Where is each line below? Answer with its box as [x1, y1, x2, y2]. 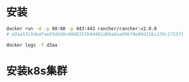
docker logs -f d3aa [6, 42, 58, 48]
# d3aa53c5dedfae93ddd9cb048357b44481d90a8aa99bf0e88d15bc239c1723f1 [6, 31, 184, 37]
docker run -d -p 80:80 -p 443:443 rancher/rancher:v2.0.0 [6, 25, 157, 32]
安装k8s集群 [6, 64, 68, 78]
